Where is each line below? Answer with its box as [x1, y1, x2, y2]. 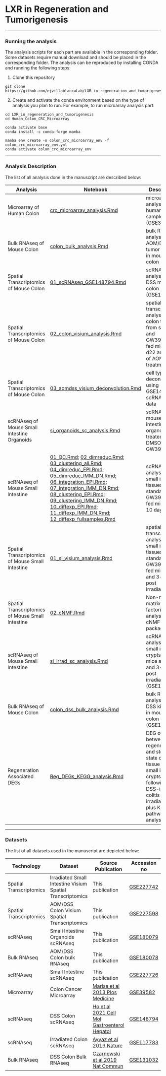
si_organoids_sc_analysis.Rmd [50, 427, 121, 434]
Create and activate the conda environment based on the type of [12, 97, 145, 103]
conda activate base [5, 125, 48, 130]
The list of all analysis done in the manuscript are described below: [5, 174, 142, 180]
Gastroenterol [92, 1021, 124, 1028]
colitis [146, 791, 160, 798]
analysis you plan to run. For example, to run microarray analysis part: [12, 103, 155, 109]
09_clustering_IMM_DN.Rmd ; [50, 497, 118, 504]
